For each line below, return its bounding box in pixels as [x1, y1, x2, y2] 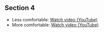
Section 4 [4, 4, 35, 12]
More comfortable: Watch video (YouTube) [11, 22, 99, 28]
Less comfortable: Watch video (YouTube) [11, 16, 98, 22]
